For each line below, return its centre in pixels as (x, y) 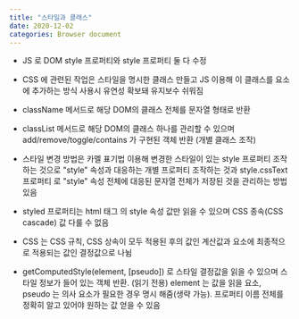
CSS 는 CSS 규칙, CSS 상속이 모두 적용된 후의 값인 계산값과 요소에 (138, 241)
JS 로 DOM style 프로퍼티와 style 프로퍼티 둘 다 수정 (114, 61)
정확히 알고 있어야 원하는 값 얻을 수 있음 (91, 306)
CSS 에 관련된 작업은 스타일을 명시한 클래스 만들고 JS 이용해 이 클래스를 (148, 80)
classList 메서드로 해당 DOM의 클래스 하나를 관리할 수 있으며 (128, 129)
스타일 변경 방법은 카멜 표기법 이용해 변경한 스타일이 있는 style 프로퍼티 (146, 159)
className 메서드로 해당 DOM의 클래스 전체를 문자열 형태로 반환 (137, 110)
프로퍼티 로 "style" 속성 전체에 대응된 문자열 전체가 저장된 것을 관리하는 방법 (155, 181)
